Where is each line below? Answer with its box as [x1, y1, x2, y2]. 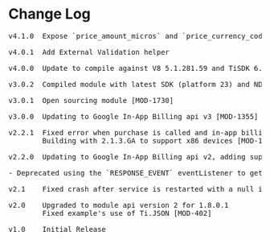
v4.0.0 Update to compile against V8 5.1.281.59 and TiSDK [8, 64, 251, 72]
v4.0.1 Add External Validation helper [8, 48, 170, 56]
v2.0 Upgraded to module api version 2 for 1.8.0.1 [8, 201, 229, 209]
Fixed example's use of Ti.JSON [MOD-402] [42, 209, 212, 217]
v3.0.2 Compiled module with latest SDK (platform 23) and [8, 80, 251, 89]
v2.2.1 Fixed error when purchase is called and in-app [8, 128, 238, 137]
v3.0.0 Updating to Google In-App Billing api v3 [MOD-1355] [8, 112, 259, 121]
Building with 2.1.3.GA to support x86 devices [42, 136, 233, 145]
